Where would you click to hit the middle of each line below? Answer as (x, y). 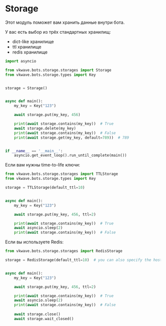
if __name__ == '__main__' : (34, 151)
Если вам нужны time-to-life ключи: (43, 165)
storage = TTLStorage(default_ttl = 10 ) (45, 188)
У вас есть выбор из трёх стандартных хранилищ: (58, 32)
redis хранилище (30, 52)
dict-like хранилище (33, 41)
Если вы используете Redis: (34, 242)
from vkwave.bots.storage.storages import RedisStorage (64, 251)
